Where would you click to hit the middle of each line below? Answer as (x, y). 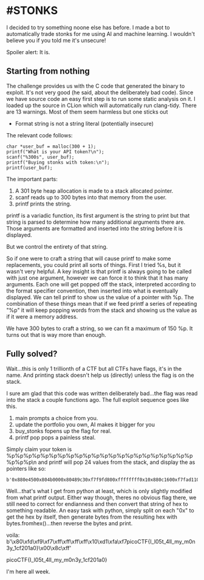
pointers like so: (26, 468)
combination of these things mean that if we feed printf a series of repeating (102, 303)
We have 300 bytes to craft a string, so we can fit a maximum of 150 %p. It (100, 328)
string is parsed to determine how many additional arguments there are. (96, 222)
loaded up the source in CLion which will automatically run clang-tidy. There (102, 105)
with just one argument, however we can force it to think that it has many (97, 278)
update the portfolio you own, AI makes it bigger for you (85, 424)
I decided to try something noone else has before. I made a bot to (88, 27)
